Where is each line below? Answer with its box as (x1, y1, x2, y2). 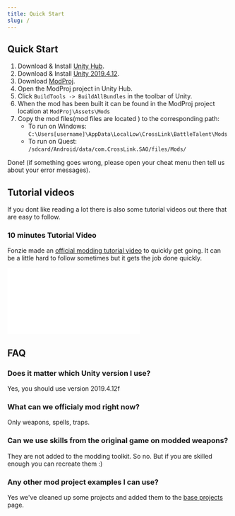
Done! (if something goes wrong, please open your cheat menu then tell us (7, 159, 225, 167)
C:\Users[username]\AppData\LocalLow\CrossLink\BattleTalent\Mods (28, 131, 228, 138)
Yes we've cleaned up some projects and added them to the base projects (7, 493, 224, 501)
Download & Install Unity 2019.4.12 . (17, 69, 120, 78)
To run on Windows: (28, 122, 87, 131)
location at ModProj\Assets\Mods (17, 107, 111, 115)
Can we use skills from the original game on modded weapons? (7, 436, 229, 446)
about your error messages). (7, 166, 90, 174)
